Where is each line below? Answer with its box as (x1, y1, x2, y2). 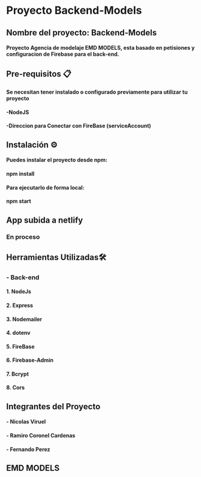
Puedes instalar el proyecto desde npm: (6, 157, 108, 164)
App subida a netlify (6, 215, 83, 225)
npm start (6, 197, 31, 205)
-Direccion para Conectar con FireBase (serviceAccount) (6, 122, 151, 130)
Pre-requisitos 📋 (6, 68, 72, 79)
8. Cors (6, 384, 25, 391)
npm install (6, 170, 35, 177)
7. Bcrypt (6, 370, 29, 377)
